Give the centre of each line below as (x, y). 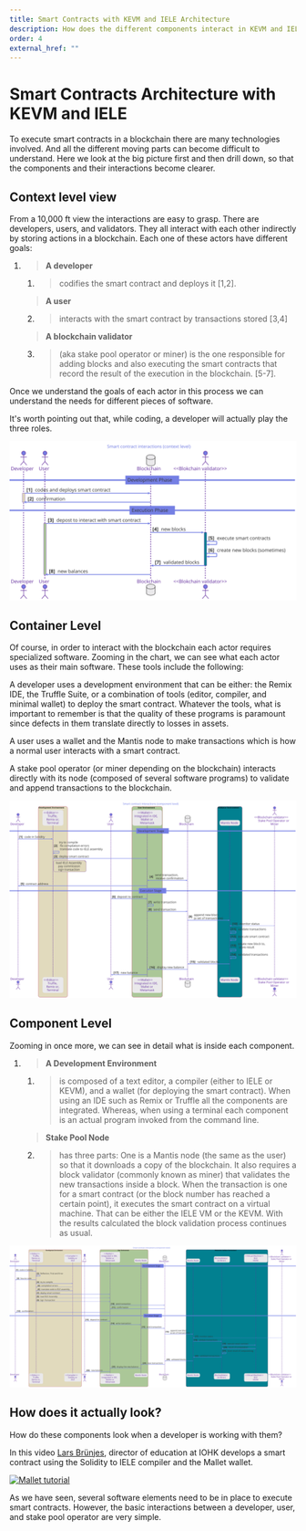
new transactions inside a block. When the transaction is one (173, 1184)
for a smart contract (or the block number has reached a (164, 1194)
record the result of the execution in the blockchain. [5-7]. (167, 373)
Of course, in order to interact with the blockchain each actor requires (140, 647)
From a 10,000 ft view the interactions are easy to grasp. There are (134, 219)
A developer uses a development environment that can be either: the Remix (151, 685)
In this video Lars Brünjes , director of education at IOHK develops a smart (148, 1452)
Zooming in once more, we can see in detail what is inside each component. (152, 1045)
